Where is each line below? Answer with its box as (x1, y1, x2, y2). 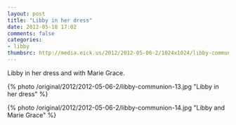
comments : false (7, 29, 55, 37)
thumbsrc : (7, 50, 37, 57)
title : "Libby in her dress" (7, 17, 93, 24)
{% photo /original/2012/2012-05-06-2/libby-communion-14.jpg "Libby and (7, 103, 225, 112)
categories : (7, 37, 42, 44)
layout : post (7, 10, 46, 18)
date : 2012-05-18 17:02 (7, 23, 77, 30)
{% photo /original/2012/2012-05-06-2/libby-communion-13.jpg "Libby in (7, 82, 219, 91)
